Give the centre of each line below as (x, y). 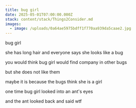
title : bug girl (22, 10)
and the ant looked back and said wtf (43, 101)
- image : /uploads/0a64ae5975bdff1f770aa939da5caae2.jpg (71, 29)
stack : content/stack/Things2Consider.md (49, 19)
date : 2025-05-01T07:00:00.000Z (39, 15)
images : (13, 24)
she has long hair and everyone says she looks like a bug (64, 53)
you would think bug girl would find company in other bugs (66, 62)
